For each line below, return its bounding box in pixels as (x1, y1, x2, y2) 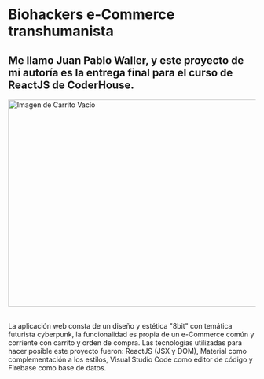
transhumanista (8, 22, 114, 40)
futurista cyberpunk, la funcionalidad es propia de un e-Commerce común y (8, 329, 255, 339)
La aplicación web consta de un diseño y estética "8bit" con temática (8, 321, 233, 330)
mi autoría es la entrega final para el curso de (8, 65, 233, 80)
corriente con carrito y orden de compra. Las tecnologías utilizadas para (8, 338, 242, 347)
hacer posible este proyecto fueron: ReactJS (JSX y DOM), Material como (8, 347, 247, 355)
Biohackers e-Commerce (8, 6, 175, 24)
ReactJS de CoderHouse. (8, 78, 135, 91)
